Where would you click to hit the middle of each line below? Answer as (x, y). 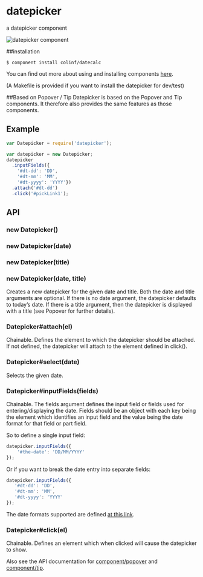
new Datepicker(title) (38, 262)
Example (23, 129)
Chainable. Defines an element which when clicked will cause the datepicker (101, 543)
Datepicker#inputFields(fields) (52, 391)
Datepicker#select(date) (43, 362)
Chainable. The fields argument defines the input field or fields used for (95, 404)
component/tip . (25, 568)
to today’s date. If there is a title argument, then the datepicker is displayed (99, 305)
